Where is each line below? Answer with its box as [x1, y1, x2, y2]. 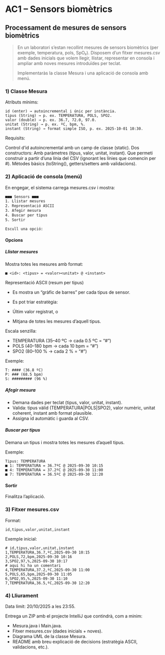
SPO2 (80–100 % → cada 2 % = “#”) [12, 348, 87, 354]
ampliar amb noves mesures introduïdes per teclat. [17, 60, 122, 66]
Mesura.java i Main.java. [12, 623, 62, 629]
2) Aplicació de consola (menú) [5, 173, 82, 180]
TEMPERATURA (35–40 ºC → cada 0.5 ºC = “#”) [12, 338, 112, 344]
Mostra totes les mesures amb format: [5, 261, 83, 267]
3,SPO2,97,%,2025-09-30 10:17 [5, 559, 68, 564]
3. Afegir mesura [5, 208, 41, 213]
